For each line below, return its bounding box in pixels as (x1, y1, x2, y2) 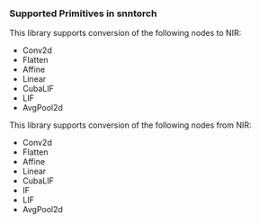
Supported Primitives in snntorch (9, 7, 157, 20)
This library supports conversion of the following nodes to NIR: (9, 28, 242, 39)
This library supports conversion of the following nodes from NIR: (9, 120, 252, 130)
